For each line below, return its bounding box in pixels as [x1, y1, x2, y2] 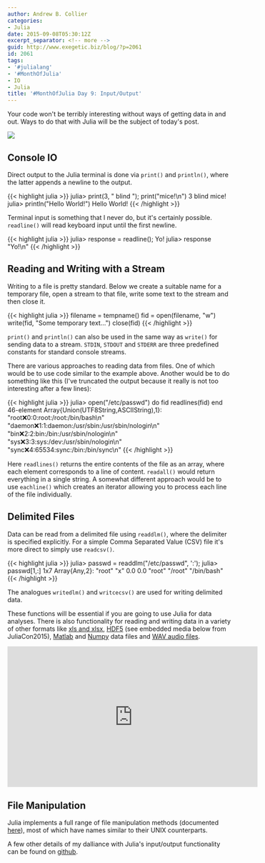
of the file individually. [7, 490, 73, 499]
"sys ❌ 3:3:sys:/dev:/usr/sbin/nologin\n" [7, 437, 123, 446]
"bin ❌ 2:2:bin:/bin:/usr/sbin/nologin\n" [7, 429, 119, 438]
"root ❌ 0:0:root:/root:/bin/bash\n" [7, 413, 105, 421]
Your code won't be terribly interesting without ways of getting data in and [7, 110, 226, 119]
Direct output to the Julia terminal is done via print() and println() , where [7, 170, 229, 179]
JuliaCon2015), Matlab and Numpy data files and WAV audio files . [7, 632, 201, 640]
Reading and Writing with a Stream [7, 263, 166, 275]
